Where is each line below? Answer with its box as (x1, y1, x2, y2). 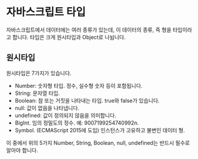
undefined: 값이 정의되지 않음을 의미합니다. (14, 112, 116, 119)
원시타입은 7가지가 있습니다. (6, 69, 72, 77)
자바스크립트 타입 (6, 5, 86, 19)
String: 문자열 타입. (14, 90, 60, 97)
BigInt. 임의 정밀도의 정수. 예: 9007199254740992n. (14, 119, 139, 126)
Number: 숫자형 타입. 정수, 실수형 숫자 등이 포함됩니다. (14, 82, 143, 89)
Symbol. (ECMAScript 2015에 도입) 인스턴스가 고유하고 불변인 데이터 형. (14, 126, 185, 133)
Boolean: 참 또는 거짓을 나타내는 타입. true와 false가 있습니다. (14, 97, 160, 104)
